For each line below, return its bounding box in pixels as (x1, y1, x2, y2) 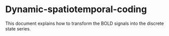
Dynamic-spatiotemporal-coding (5, 4, 147, 15)
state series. (5, 25, 31, 31)
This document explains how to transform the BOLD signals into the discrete (5, 20, 164, 26)
